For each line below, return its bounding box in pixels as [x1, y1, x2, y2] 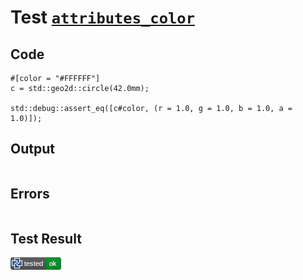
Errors [10, 186, 50, 203]
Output [10, 141, 55, 158]
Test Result [10, 231, 82, 248]
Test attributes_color [10, 6, 195, 29]
